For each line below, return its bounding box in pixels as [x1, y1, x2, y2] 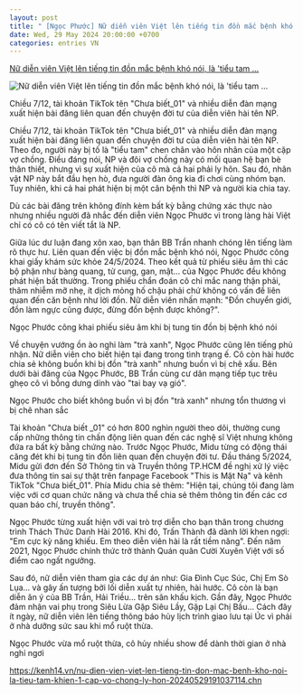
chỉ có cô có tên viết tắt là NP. [9, 220, 121, 230]
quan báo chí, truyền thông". [9, 499, 116, 511]
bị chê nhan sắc [9, 405, 70, 416]
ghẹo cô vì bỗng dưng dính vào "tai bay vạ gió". [9, 378, 187, 389]
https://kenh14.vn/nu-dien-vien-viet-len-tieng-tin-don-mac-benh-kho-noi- [9, 665, 288, 676]
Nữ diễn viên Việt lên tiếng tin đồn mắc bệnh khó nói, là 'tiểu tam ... [9, 63, 260, 74]
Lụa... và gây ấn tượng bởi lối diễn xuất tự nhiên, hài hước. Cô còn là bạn [9, 582, 279, 593]
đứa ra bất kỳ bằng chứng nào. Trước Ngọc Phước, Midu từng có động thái [9, 442, 288, 453]
